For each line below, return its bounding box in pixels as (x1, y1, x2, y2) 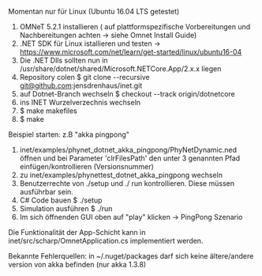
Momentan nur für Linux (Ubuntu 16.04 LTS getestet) (8, 7, 180, 16)
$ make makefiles (19, 106, 77, 115)
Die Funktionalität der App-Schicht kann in (8, 228, 146, 236)
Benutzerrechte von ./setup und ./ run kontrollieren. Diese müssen (19, 179, 235, 188)
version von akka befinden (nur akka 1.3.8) (8, 260, 147, 269)
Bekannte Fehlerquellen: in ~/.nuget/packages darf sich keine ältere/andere (8, 251, 254, 260)
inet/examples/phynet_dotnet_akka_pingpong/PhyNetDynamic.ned (19, 146, 237, 154)
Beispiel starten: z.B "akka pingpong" (8, 130, 130, 139)
